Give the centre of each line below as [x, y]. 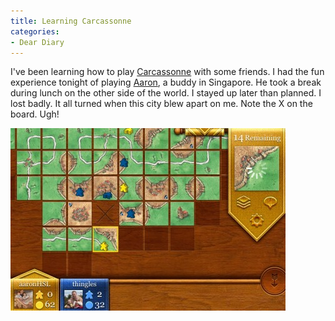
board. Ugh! [35, 114]
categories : [35, 31]
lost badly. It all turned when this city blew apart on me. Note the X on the [161, 104]
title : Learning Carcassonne [71, 21]
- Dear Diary [37, 42]
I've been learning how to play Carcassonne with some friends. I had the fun [167, 72]
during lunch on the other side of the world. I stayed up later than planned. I [166, 93]
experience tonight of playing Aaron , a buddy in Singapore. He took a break [166, 82]
